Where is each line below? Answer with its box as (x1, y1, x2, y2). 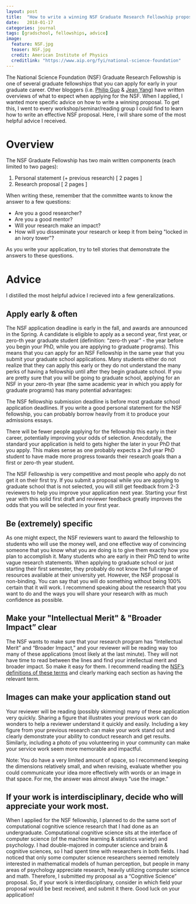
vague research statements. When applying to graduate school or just (6, 559, 174, 566)
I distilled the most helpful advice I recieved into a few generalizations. (6, 292, 175, 299)
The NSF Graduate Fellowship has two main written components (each (6, 157, 176, 164)
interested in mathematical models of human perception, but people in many (6, 860, 190, 867)
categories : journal (6, 25, 57, 31)
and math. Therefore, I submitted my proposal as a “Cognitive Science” (6, 873, 177, 880)
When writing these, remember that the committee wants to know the (6, 192, 173, 199)
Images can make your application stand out (6, 692, 171, 703)
